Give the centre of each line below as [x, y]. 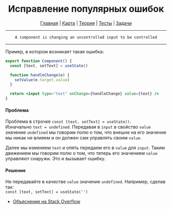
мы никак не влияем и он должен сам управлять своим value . [73, 138]
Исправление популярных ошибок [86, 9]
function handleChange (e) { [40, 75]
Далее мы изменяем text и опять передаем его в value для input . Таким [85, 148]
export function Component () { [39, 61]
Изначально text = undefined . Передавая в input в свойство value [78, 127]
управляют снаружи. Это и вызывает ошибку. [56, 159]
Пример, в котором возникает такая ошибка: [55, 51]
